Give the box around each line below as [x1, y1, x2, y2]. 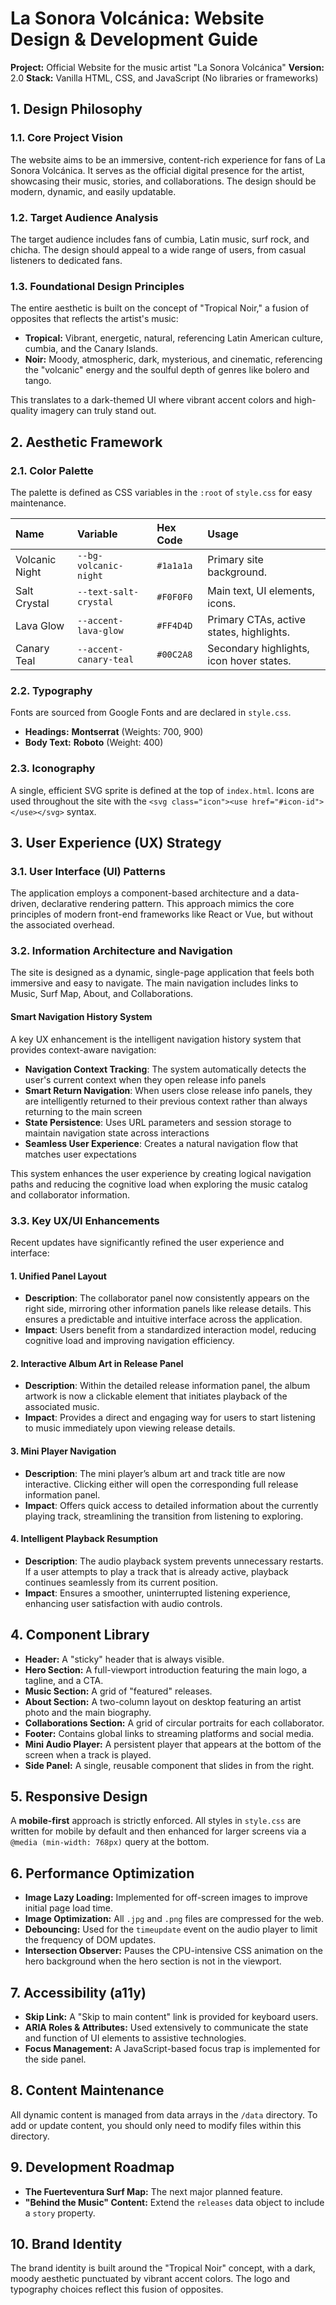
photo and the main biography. [24, 1706, 152, 1718]
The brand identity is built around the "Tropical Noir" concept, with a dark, [10, 2262, 316, 2274]
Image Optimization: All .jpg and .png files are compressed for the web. [24, 1913, 325, 1925]
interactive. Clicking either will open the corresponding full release [24, 1478, 299, 1490]
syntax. [66, 805, 97, 817]
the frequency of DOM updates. [24, 1934, 157, 1946]
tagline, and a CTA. [24, 1674, 104, 1686]
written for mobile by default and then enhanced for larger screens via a [10, 1825, 307, 1837]
